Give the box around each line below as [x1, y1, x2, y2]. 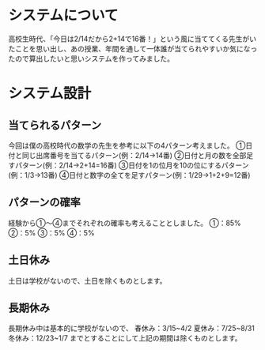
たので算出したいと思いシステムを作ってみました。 [8, 54, 174, 63]
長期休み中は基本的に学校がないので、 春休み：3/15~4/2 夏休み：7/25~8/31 [8, 324, 256, 333]
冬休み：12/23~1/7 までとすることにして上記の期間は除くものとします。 [8, 333, 243, 343]
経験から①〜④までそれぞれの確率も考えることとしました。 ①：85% [8, 218, 241, 228]
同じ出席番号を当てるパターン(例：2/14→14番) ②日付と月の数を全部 [21, 150, 247, 160]
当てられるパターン [8, 119, 101, 132]
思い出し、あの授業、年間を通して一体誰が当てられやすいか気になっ [35, 43, 258, 53]
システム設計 [8, 85, 92, 103]
